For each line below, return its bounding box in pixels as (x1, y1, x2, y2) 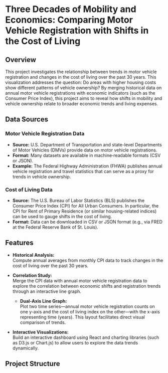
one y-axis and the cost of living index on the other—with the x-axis (20, 308, 160, 314)
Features (5, 239, 34, 247)
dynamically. (12, 345, 39, 351)
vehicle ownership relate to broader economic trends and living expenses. (5, 101, 158, 106)
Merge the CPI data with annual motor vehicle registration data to (12, 277, 147, 284)
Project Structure (5, 359, 60, 368)
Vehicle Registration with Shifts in (5, 25, 149, 36)
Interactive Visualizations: (12, 329, 69, 335)
